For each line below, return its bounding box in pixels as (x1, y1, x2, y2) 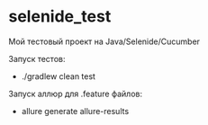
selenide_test (8, 6, 112, 27)
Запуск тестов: (8, 53, 66, 64)
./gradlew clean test (21, 70, 96, 82)
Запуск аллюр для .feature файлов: (8, 88, 143, 99)
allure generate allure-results (21, 105, 130, 116)
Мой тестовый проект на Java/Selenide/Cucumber (8, 36, 200, 47)
